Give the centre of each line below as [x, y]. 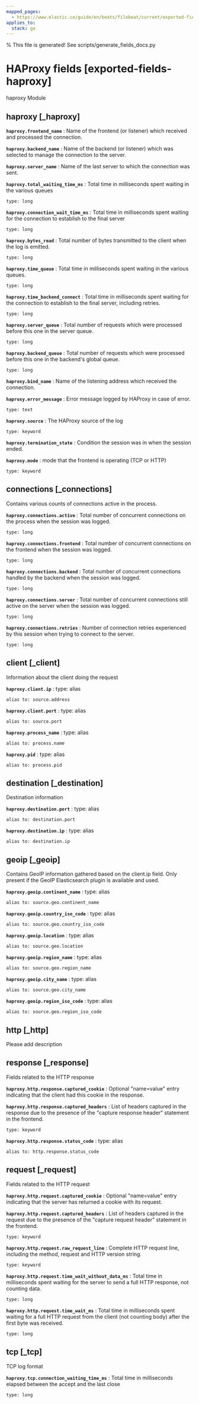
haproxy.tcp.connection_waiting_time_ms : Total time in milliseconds [90, 1377]
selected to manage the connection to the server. [66, 155]
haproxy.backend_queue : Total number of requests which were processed [95, 353]
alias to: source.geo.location [45, 946]
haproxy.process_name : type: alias [47, 732]
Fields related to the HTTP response [50, 1077]
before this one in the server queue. [50, 331]
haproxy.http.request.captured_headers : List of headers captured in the [95, 1213]
